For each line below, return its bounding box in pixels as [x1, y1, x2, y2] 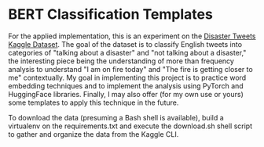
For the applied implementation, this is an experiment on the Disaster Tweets [8, 31, 256, 41]
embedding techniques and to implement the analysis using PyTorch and [8, 81, 244, 91]
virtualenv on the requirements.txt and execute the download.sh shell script [8, 121, 253, 131]
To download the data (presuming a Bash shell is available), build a [8, 113, 224, 122]
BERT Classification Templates [8, 5, 214, 23]
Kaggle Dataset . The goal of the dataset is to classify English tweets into [8, 39, 242, 48]
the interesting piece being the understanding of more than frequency [8, 56, 234, 66]
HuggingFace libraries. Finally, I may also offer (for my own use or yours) [8, 89, 244, 99]
